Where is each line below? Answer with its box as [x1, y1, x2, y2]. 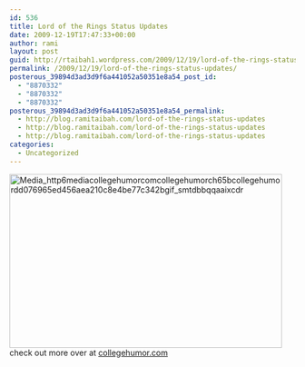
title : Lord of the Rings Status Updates [9, 22, 169, 31]
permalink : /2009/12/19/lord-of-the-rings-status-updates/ [9, 64, 238, 74]
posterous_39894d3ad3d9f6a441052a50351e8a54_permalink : [9, 106, 225, 115]
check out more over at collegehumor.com [9, 347, 168, 358]
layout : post [9, 47, 59, 56]
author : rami [9, 38, 59, 48]
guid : [9, 55, 30, 64]
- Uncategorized [17, 148, 79, 157]
